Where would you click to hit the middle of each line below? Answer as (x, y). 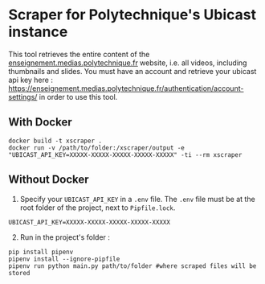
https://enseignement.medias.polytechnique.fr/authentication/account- (126, 88)
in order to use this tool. (78, 97)
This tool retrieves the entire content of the (79, 54)
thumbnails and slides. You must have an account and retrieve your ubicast (132, 71)
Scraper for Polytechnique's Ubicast (132, 15)
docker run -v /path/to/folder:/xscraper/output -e (96, 148)
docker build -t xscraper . (55, 141)
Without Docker (49, 180)
